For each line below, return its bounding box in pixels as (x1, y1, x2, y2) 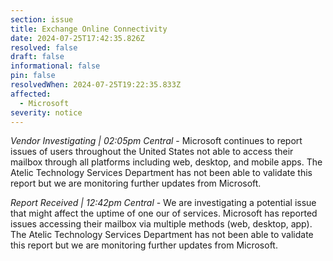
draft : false (10, 52, 65, 62)
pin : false (10, 71, 56, 81)
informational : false (10, 61, 101, 71)
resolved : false (10, 42, 78, 53)
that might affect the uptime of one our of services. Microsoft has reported (10, 207, 318, 220)
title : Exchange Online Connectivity (10, 24, 168, 34)
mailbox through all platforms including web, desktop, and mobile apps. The (10, 156, 323, 168)
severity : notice (10, 107, 83, 118)
